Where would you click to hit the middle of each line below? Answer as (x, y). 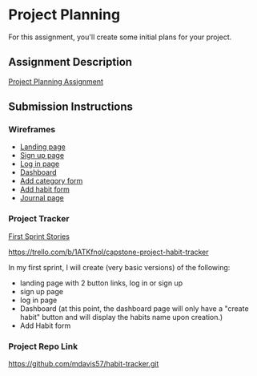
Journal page (42, 198)
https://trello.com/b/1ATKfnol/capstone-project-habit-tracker (109, 252)
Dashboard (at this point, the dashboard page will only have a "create (135, 308)
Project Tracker (39, 219)
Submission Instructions (71, 107)
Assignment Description (70, 62)
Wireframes (32, 130)
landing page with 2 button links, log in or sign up (101, 283)
